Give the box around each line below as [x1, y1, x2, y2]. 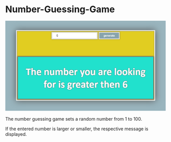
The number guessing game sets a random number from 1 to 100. [5, 116, 142, 122]
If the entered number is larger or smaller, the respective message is [5, 126, 149, 132]
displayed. [5, 131, 27, 137]
